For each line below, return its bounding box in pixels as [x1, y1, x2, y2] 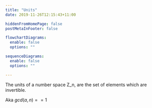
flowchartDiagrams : [5, 35, 47, 41]
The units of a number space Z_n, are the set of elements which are [5, 82, 147, 88]
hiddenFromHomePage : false [5, 21, 63, 26]
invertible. [5, 87, 26, 93]
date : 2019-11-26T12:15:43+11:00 [5, 12, 76, 17]
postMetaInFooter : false [5, 26, 58, 31]
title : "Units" [5, 7, 38, 13]
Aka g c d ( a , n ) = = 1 [5, 97, 47, 103]
